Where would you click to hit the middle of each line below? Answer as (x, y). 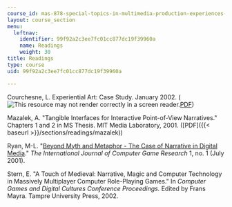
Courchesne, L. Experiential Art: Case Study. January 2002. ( (94, 97)
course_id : (23, 13)
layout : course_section (41, 20)
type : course (26, 65)
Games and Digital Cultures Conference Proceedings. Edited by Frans (106, 188)
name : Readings (41, 46)
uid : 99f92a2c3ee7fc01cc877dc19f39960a (65, 71)
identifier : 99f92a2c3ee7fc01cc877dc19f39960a (88, 39)
